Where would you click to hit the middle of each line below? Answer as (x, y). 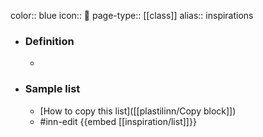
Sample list (52, 89)
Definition (49, 41)
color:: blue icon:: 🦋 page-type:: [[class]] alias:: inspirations (132, 15)
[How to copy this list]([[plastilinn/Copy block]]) (138, 111)
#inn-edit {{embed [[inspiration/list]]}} (118, 121)
